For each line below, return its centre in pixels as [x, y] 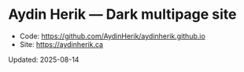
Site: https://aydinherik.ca [61, 44]
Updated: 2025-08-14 [44, 59]
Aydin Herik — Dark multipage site [122, 14]
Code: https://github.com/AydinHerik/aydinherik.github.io [113, 36]
